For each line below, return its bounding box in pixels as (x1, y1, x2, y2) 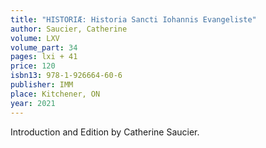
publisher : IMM (10, 80, 74, 90)
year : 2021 (10, 98, 56, 108)
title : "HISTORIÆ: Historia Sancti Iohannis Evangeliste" (10, 14, 257, 25)
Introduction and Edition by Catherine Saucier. (10, 126, 200, 138)
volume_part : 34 (10, 42, 78, 53)
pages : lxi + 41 (10, 52, 78, 62)
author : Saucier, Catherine (10, 24, 128, 34)
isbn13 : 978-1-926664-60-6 (10, 71, 123, 81)
